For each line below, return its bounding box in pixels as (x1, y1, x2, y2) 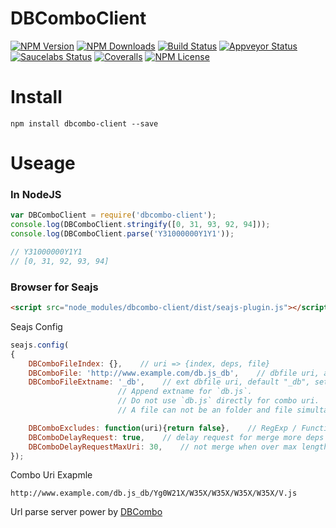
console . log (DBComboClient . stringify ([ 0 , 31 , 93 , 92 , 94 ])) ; (10, 220, 271, 230)
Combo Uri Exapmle (10, 469, 93, 481)
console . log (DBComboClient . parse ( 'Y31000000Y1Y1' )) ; (10, 229, 235, 239)
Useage (10, 152, 76, 175)
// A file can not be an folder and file (117, 405, 293, 416)
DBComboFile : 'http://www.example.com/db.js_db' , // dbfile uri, (28, 368, 320, 378)
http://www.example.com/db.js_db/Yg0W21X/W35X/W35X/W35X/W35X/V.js (10, 488, 298, 499)
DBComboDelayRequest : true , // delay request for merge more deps (28, 432, 325, 442)
